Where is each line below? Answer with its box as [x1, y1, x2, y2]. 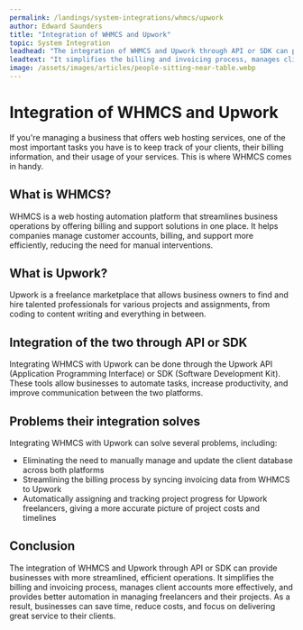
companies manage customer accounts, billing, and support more [9, 230, 254, 241]
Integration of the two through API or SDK [9, 334, 248, 350]
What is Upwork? [9, 266, 108, 281]
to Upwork [22, 484, 62, 495]
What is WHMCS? [9, 187, 112, 203]
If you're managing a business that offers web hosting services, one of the [9, 132, 286, 142]
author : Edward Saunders [9, 22, 103, 31]
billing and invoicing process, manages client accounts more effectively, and [9, 581, 293, 592]
